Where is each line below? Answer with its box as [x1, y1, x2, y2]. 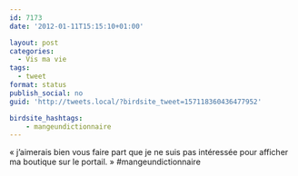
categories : [9, 46, 55, 55]
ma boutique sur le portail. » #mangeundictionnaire [9, 156, 202, 168]
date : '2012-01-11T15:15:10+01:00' [9, 22, 144, 31]
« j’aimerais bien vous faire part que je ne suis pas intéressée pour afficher [9, 147, 289, 158]
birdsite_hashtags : [9, 113, 84, 122]
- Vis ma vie [17, 55, 67, 64]
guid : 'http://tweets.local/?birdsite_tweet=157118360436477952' [9, 97, 262, 106]
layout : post [9, 38, 59, 47]
